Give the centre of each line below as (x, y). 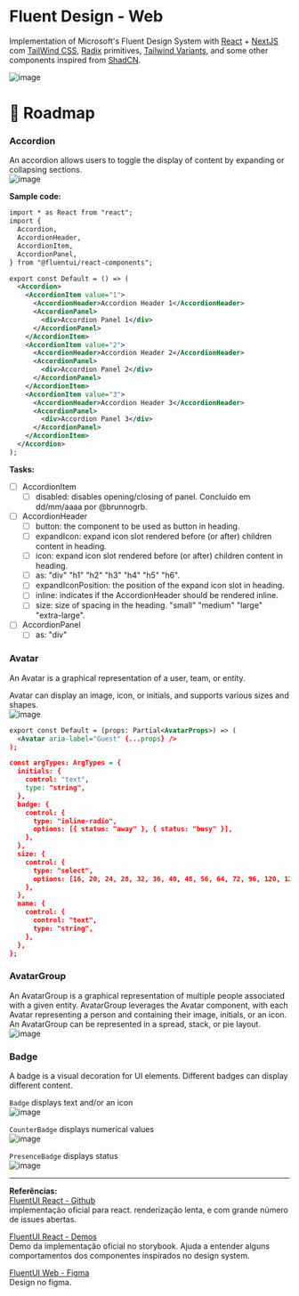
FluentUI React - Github (53, 1201)
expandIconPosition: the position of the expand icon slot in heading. (160, 586)
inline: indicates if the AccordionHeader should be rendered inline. (157, 595)
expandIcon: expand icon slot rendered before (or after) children (154, 537)
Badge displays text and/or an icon (71, 1103)
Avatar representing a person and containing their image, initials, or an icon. (148, 1014)
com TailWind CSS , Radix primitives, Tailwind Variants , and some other (139, 50)
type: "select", (63, 871)
